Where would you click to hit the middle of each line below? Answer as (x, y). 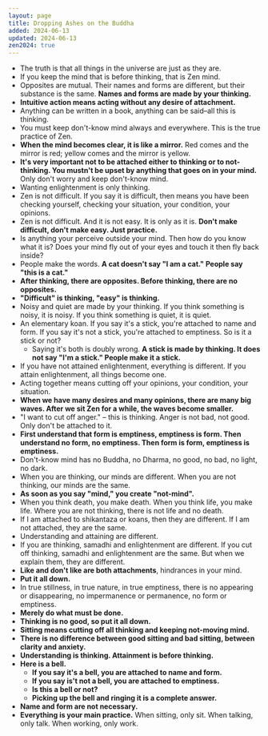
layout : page (30, 16)
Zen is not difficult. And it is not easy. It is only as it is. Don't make (128, 222)
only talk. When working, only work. (79, 724)
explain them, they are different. (72, 562)
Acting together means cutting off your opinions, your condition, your (134, 383)
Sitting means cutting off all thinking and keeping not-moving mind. (134, 630)
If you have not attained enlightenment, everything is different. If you (133, 366)
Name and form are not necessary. (79, 706)
